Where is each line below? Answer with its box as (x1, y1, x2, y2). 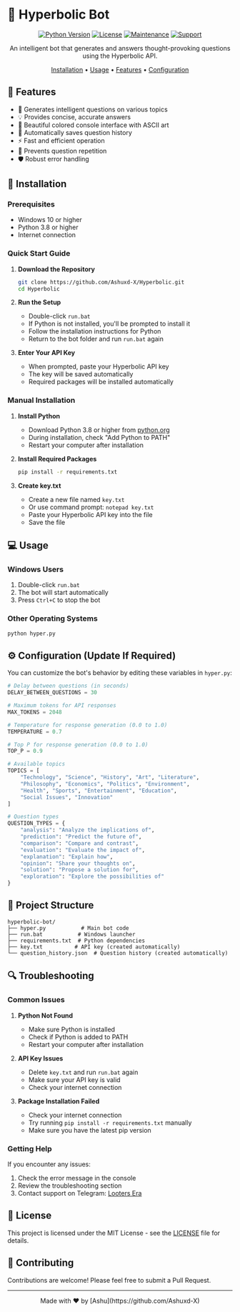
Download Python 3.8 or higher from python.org (28, 425, 170, 434)
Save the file (28, 518, 66, 526)
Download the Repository (17, 264, 95, 274)
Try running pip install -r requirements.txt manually (28, 1118, 192, 1127)
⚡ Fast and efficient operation (17, 136, 105, 145)
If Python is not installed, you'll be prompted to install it (28, 319, 191, 328)
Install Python (17, 411, 61, 420)
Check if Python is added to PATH (28, 1032, 129, 1041)
